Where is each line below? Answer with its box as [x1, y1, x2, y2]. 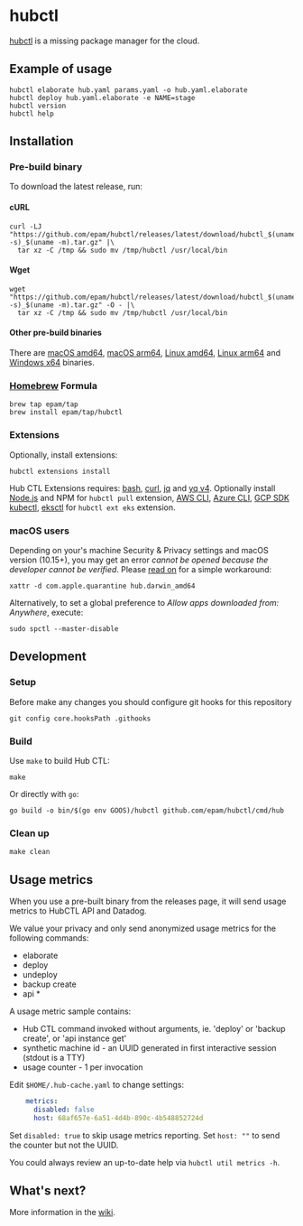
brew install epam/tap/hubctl [9, 408, 124, 417]
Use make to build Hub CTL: [9, 755, 110, 766]
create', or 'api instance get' [22, 1033, 127, 1044]
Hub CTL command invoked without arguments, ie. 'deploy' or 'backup [22, 1024, 286, 1035]
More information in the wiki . [9, 1207, 115, 1218]
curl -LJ [9, 222, 42, 231]
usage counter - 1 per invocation [22, 1062, 143, 1073]
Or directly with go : [9, 788, 79, 799]
